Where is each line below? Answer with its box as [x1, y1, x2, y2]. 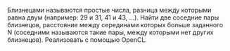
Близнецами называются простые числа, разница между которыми [7, 6, 212, 14]
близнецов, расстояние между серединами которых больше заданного [7, 21, 224, 29]
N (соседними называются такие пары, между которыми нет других [7, 28, 214, 36]
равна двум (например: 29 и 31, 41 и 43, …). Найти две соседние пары [7, 13, 219, 22]
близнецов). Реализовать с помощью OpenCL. [7, 36, 148, 44]
